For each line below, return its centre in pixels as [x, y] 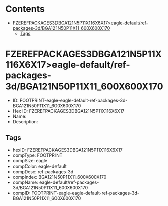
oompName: [25, 182]
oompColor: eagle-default [39, 166]
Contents [25, 9]
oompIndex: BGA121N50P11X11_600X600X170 [60, 177]
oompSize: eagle [30, 160]
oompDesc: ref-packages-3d [43, 171]
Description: [25, 121]
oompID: [21, 193]
